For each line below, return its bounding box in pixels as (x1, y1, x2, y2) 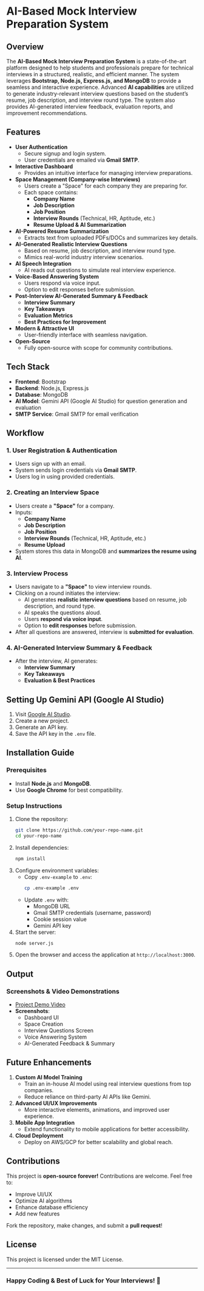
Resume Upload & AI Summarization (33, 221, 126, 228)
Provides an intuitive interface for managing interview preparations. (24, 169, 193, 176)
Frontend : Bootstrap (15, 378, 67, 385)
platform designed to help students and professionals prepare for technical (6, 64, 194, 71)
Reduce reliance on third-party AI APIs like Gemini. (24, 1093, 151, 1100)
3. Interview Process (6, 569, 69, 577)
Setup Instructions (6, 802, 63, 810)
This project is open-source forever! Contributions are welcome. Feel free (6, 1172, 192, 1179)
